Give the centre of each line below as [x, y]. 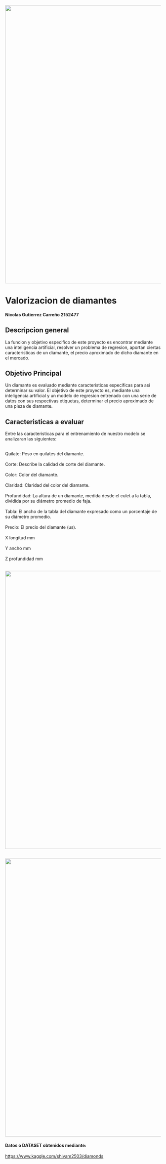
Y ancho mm [18, 548]
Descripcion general [37, 330]
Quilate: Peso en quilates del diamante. [45, 454]
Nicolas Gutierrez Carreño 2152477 [42, 314]
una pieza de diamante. [29, 406]
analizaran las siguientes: [31, 439]
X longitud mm [20, 538]
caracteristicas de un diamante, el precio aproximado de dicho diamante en [82, 352]
